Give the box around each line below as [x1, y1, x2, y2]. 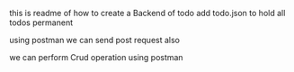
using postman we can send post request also [9, 35, 180, 45]
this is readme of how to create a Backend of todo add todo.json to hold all [9, 8, 286, 18]
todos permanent [9, 17, 74, 28]
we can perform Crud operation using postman [9, 52, 183, 62]
